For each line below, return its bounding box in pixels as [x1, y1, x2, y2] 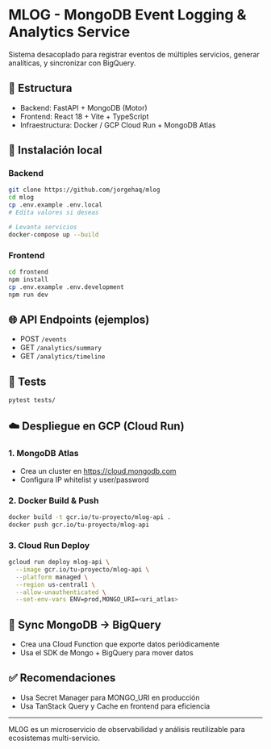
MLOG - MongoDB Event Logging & [8, 6, 247, 24]
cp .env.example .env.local [8, 201, 103, 209]
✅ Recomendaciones [8, 672, 116, 685]
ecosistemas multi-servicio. [8, 733, 101, 743]
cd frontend [8, 268, 48, 276]
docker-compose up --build [8, 230, 99, 239]
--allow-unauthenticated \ [15, 588, 106, 596]
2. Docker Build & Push [8, 495, 99, 506]
